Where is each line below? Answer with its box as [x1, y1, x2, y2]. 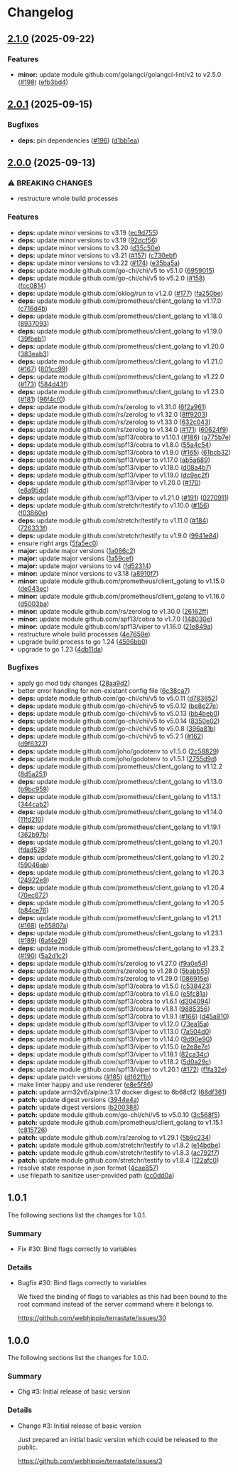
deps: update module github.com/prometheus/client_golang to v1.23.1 [17, 928, 222, 937]
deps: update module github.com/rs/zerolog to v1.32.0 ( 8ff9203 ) [17, 410, 208, 418]
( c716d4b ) [17, 304, 48, 312]
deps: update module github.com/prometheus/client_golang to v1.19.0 [17, 326, 222, 335]
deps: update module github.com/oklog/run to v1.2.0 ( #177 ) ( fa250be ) [17, 289, 224, 297]
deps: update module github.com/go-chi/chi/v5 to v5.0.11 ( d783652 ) [17, 694, 218, 702]
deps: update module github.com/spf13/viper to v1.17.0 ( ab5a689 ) [17, 456, 211, 464]
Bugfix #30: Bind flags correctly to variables [17, 1279, 147, 1287]
